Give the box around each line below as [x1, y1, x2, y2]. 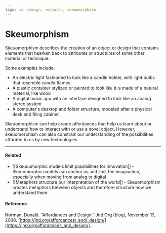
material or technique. [5, 55, 50, 61]
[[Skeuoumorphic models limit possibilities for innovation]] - [12, 163, 134, 169]
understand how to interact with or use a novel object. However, [5, 126, 135, 132]
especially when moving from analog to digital [12, 174, 106, 180]
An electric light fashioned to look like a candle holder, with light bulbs [12, 75, 155, 80]
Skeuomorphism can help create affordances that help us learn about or [5, 120, 152, 126]
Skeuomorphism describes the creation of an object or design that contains [5, 45, 159, 51]
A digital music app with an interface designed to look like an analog [12, 95, 152, 101]
